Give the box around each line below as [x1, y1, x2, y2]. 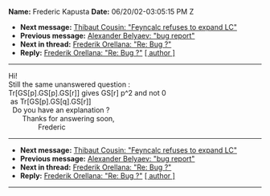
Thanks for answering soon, [22, 114, 115, 123]
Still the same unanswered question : [8, 80, 131, 89]
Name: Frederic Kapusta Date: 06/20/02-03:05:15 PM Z [8, 7, 194, 16]
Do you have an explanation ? [11, 105, 110, 115]
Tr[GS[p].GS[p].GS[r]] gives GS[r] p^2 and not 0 [8, 88, 166, 97]
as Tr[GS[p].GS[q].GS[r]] [10, 96, 92, 106]
